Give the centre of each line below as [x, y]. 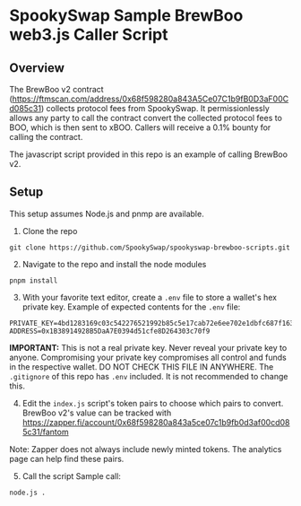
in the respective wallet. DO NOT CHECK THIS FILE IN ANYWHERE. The [142, 366]
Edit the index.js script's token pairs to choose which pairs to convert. [153, 403]
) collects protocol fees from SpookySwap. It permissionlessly [155, 108]
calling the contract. [46, 137]
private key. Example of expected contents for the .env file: [131, 307]
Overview [37, 68]
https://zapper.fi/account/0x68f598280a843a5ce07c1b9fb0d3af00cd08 [156, 422]
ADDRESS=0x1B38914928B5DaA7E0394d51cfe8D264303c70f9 [110, 331]
